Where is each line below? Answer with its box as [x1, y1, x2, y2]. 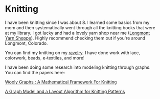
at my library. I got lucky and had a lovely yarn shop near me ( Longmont [5, 30, 150, 36]
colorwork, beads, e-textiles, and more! [5, 55, 85, 60]
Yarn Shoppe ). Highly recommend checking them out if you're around [5, 35, 146, 41]
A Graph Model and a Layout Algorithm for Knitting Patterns [5, 88, 125, 94]
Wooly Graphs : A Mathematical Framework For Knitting [5, 79, 117, 85]
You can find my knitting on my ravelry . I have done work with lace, [5, 50, 140, 56]
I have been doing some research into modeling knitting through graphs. [5, 64, 151, 70]
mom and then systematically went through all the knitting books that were [5, 24, 156, 30]
